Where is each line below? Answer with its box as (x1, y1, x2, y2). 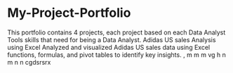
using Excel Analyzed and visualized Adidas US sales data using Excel (7, 43, 211, 51)
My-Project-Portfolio (7, 5, 131, 21)
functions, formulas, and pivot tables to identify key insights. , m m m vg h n (7, 51, 227, 59)
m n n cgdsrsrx (7, 58, 51, 66)
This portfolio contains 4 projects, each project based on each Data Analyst (7, 28, 226, 36)
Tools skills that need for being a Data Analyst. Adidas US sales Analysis (7, 35, 216, 44)
